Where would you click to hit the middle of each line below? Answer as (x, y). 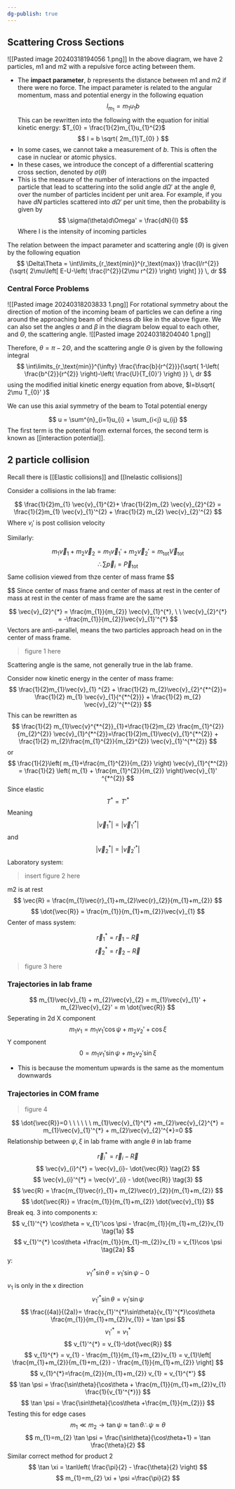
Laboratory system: (35, 862)
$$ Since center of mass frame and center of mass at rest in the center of (114, 591)
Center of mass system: (42, 922)
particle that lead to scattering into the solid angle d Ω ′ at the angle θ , (116, 186)
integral (18, 355)
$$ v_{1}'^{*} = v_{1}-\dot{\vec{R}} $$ (118, 1344)
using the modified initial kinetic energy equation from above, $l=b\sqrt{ (111, 385)
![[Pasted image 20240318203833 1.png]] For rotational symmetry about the (118, 304)
